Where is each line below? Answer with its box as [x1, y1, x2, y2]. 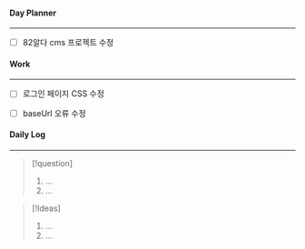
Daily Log [9, 129, 46, 140]
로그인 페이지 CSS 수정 [22, 88, 104, 99]
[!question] [31, 157, 74, 168]
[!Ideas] [31, 203, 61, 214]
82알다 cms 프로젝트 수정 [22, 37, 114, 48]
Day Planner [9, 7, 57, 18]
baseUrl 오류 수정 [22, 107, 86, 118]
